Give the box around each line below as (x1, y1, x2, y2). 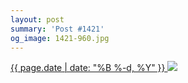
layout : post (10, 14, 65, 25)
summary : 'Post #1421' (10, 24, 105, 34)
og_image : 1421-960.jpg (10, 33, 110, 43)
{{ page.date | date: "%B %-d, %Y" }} (10, 62, 166, 74)
